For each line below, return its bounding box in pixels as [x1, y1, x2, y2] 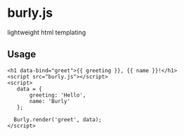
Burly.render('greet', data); [13, 116, 102, 123]
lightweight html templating [7, 28, 86, 36]
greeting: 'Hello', [29, 91, 86, 99]
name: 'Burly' [29, 97, 71, 104]
